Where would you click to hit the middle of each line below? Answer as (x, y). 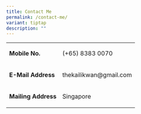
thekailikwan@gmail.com (97, 75)
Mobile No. (25, 53)
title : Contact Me (29, 12)
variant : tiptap (26, 23)
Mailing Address (33, 97)
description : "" (26, 28)
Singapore (76, 97)
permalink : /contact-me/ (37, 17)
